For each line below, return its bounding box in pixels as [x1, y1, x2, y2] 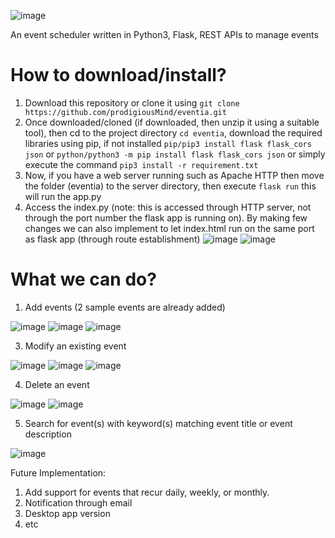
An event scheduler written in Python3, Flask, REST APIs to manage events [10, 29, 319, 40]
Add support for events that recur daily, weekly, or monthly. [24, 486, 270, 498]
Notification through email [24, 496, 133, 509]
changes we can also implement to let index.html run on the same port [24, 222, 315, 234]
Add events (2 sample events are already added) [24, 301, 226, 313]
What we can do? [10, 268, 157, 291]
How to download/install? [10, 64, 227, 87]
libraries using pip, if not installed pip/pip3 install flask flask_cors [24, 137, 312, 149]
